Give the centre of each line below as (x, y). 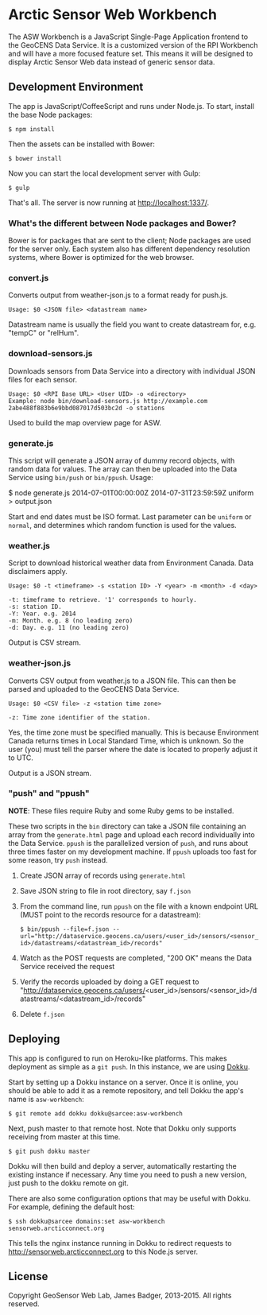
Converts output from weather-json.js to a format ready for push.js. (118, 295)
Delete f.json (42, 1014)
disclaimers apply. (38, 572)
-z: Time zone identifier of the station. (79, 717)
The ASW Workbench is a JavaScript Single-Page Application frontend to (128, 37)
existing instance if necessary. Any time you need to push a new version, (128, 1174)
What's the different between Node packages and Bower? (122, 223)
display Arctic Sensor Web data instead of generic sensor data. (112, 62)
